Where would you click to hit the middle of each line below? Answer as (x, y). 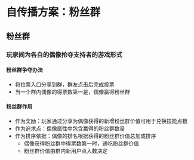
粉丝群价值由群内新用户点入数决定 (66, 150)
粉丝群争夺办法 (24, 70)
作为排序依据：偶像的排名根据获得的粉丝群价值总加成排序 (85, 136)
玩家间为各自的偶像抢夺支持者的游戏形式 (64, 54)
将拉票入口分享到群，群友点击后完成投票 (64, 84)
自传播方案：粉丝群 (53, 12)
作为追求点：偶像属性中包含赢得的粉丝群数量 (70, 128)
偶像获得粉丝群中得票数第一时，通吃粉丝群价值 (81, 143)
